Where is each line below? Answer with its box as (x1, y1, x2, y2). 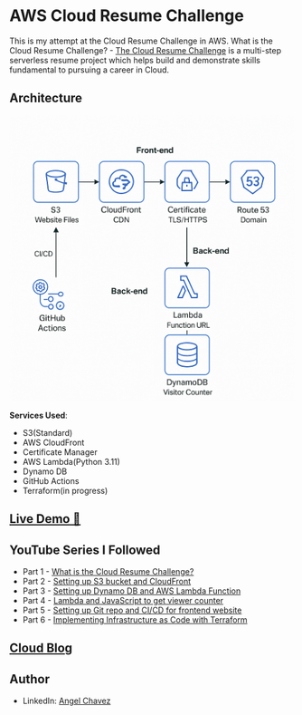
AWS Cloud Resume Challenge (9, 5, 244, 26)
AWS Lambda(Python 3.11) (22, 456, 120, 467)
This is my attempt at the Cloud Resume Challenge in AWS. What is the (9, 35, 273, 46)
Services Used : (9, 410, 68, 420)
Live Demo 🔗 (9, 511, 81, 527)
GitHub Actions (22, 475, 80, 486)
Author (9, 672, 50, 687)
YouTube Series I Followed (9, 542, 161, 557)
